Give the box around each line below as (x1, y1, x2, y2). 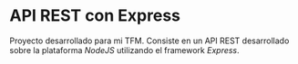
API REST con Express (9, 5, 180, 26)
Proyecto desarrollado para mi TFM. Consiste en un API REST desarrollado (9, 35, 290, 46)
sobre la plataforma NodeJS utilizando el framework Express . (9, 44, 240, 55)
